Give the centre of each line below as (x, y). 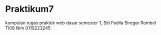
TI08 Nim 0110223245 (28, 28)
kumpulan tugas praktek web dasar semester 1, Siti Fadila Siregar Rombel (81, 23)
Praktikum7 (29, 9)
